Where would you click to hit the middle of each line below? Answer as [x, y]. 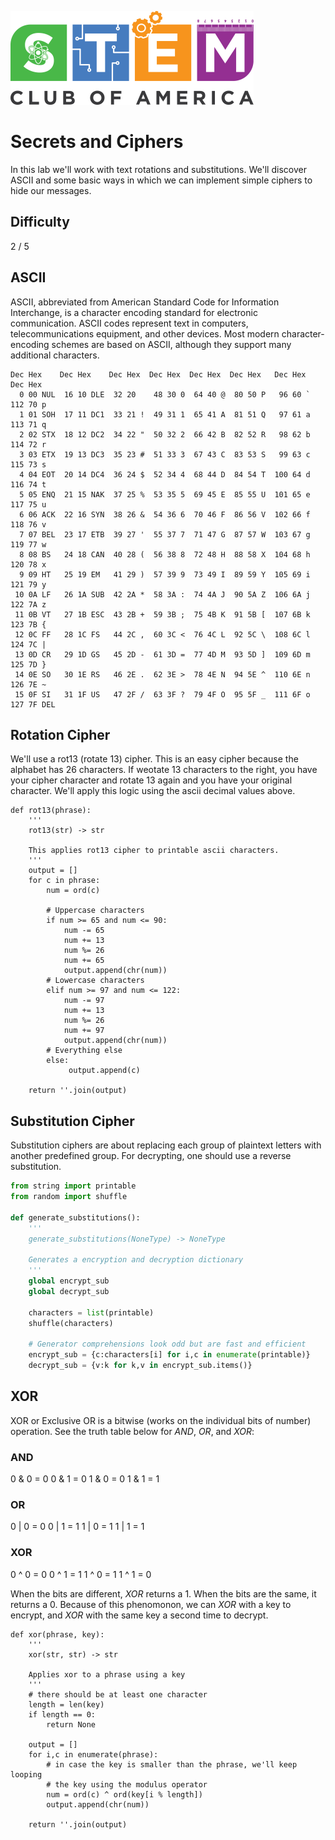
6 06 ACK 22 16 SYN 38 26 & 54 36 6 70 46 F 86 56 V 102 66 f [165, 514]
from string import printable [73, 1186]
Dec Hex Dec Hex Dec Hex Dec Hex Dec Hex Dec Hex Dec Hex [158, 374]
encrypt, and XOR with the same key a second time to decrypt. [139, 1615]
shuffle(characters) [71, 1323]
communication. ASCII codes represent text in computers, [129, 323]
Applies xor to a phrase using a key [107, 1674]
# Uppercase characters [95, 911]
